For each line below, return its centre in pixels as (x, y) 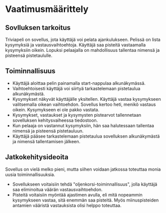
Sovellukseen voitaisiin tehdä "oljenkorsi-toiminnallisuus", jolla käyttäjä (85, 184)
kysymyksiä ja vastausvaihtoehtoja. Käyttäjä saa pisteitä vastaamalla (76, 45)
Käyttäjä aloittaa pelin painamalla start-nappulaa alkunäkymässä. (79, 83)
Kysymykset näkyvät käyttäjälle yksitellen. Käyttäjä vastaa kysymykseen (86, 99)
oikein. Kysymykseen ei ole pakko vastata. (56, 109)
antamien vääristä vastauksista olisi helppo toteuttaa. (67, 205)
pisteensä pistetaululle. (29, 55)
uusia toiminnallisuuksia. (30, 174)
